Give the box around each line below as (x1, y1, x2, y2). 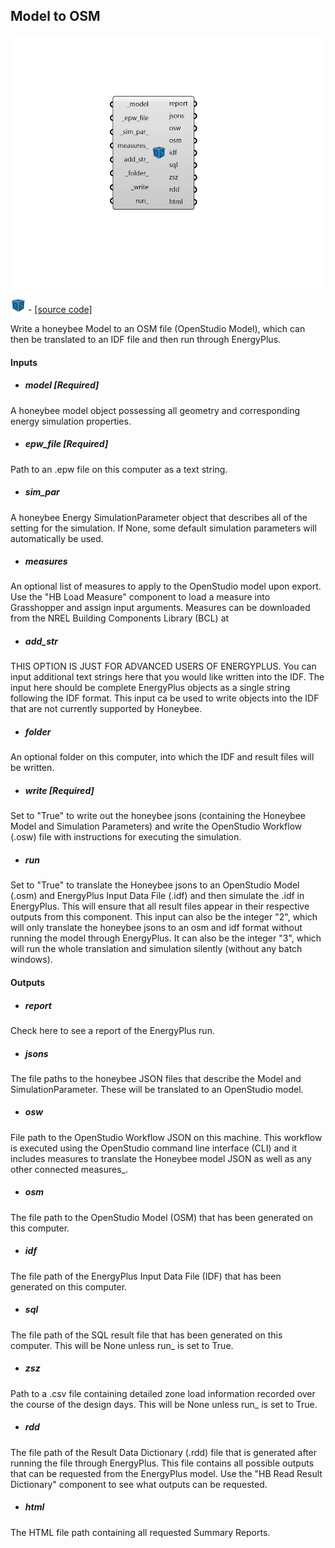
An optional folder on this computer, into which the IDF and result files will (10, 751, 315, 763)
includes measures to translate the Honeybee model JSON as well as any (10, 1152, 312, 1164)
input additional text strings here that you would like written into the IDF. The (10, 671, 325, 683)
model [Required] (24, 379, 100, 391)
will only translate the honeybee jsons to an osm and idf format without (10, 922, 303, 934)
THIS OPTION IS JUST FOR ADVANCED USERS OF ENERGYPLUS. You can (10, 660, 317, 673)
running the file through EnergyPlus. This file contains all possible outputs (10, 1457, 315, 1469)
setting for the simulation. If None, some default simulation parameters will (10, 522, 317, 534)
